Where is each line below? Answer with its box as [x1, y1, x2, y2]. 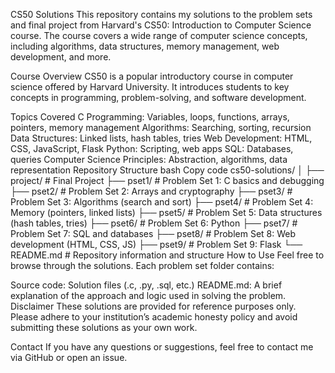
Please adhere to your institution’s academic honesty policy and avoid [10, 311, 298, 323]
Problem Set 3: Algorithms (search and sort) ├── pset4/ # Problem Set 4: [10, 196, 314, 208]
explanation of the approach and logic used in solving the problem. [10, 290, 287, 301]
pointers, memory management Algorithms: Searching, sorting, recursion [10, 122, 312, 133]
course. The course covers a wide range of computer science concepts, [10, 30, 308, 41]
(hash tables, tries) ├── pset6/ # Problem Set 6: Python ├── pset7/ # [10, 217, 298, 229]
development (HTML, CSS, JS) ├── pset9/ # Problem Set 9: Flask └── [10, 239, 303, 250]
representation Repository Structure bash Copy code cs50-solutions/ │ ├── [10, 164, 325, 176]
